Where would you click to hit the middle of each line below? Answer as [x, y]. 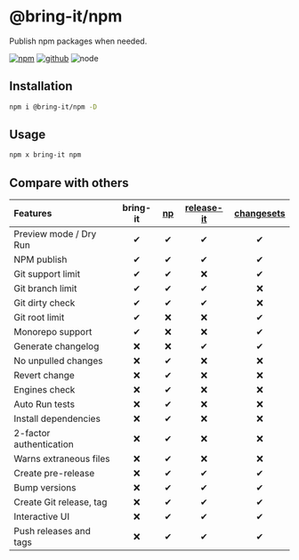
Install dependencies [57, 418]
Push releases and [53, 532]
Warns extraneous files [62, 459]
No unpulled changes [58, 361]
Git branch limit [45, 288]
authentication [44, 444]
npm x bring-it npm [45, 155]
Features [33, 214]
